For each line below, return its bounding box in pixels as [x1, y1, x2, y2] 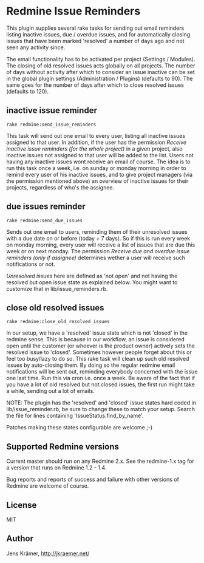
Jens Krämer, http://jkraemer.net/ [6, 550, 90, 557]
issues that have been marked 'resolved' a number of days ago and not [6, 37, 185, 44]
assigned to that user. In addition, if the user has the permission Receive [6, 138, 187, 146]
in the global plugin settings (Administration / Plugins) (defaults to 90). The [6, 75, 193, 82]
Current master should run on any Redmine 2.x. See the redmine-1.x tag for [6, 457, 194, 465]
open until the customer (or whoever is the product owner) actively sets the [6, 342, 195, 350]
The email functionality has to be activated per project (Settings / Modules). [6, 55, 195, 63]
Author [6, 533, 33, 544]
